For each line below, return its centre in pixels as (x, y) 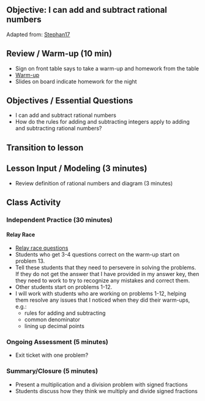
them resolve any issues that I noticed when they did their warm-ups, (102, 300)
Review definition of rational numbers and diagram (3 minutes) (94, 183)
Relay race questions (42, 248)
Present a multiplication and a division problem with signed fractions (101, 384)
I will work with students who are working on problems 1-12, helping (101, 294)
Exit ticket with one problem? (52, 355)
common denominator (52, 320)
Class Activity (34, 202)
